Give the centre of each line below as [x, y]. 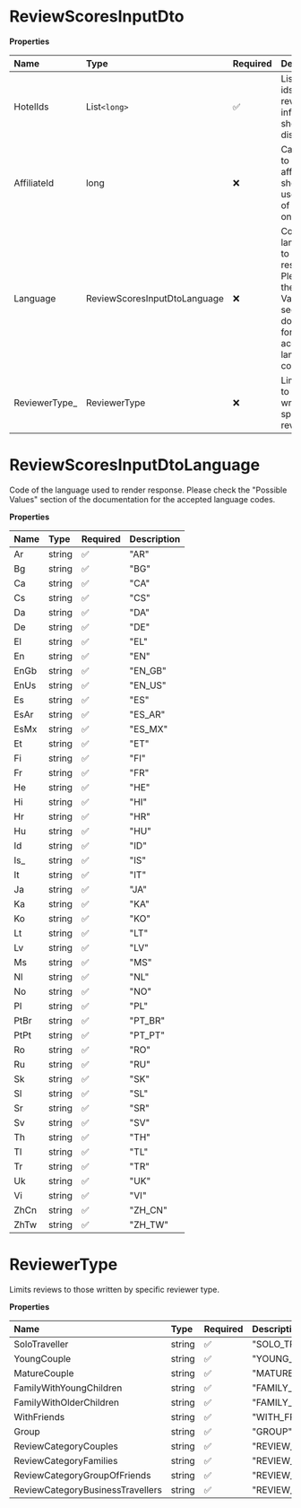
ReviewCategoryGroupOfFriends [82, 1475]
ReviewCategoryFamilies [66, 1460]
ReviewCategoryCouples [66, 1446]
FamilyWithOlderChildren [66, 1402]
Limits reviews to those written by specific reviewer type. [115, 1289]
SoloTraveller [41, 1344]
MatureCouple [44, 1373]
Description [155, 538]
